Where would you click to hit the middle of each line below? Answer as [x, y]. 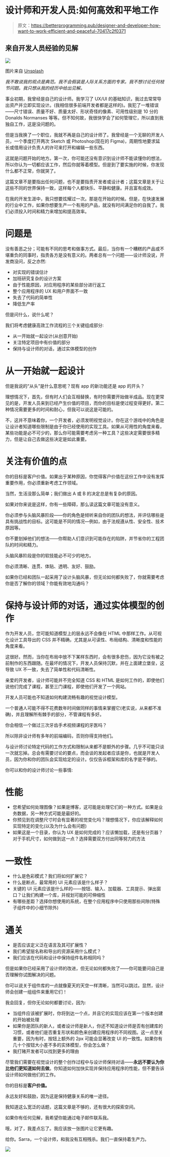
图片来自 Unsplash [24, 71]
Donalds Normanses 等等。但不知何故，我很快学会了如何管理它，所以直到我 [84, 117]
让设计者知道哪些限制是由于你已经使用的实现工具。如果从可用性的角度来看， [85, 426]
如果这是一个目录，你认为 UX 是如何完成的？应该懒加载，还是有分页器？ [88, 833]
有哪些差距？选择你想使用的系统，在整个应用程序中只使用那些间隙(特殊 [86, 901]
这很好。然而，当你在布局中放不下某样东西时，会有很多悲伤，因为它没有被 [82, 656]
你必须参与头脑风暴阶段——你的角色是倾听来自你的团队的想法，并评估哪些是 [85, 515]
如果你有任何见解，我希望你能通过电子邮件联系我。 [58, 1118]
